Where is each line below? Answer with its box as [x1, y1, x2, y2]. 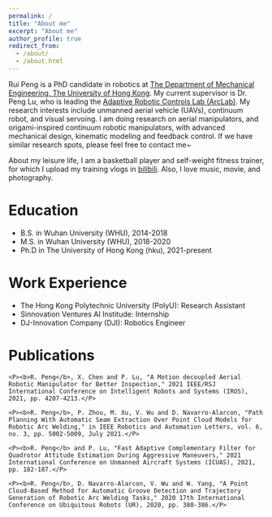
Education [8, 201, 79, 220]
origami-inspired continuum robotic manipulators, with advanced [8, 123, 226, 132]
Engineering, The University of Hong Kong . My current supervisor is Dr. [8, 88, 248, 97]
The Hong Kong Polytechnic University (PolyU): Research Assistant [19, 300, 246, 310]
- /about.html [15, 58, 63, 66]
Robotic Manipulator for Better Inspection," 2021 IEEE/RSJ [8, 380, 217, 388]
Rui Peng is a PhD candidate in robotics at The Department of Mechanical [8, 79, 255, 89]
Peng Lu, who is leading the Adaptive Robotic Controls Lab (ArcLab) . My [8, 97, 251, 106]
